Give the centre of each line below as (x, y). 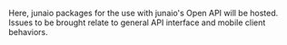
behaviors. (29, 32)
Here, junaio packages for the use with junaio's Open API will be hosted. (143, 13)
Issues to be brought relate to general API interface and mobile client (137, 22)
